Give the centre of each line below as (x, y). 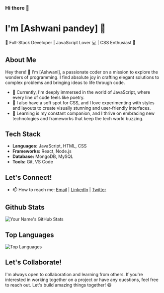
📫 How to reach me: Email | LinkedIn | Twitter (59, 190)
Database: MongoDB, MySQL (43, 156)
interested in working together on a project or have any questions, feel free (82, 280)
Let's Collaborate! (34, 262)
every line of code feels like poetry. (48, 97)
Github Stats (25, 207)
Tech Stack (23, 134)
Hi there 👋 (17, 8)
